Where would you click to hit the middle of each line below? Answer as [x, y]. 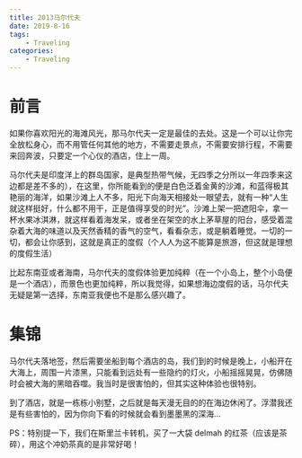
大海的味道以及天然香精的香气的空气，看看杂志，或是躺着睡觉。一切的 [155, 231]
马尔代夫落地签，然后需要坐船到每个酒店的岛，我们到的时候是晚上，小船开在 [151, 361]
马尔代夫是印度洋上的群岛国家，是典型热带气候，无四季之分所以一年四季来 [147, 174]
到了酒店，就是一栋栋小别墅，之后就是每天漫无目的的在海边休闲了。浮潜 [143, 402]
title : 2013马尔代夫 [45, 18]
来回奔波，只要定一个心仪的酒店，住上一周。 [92, 155]
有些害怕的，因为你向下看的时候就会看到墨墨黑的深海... [119, 413]
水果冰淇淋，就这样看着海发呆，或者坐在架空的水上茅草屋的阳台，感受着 [151, 219]
